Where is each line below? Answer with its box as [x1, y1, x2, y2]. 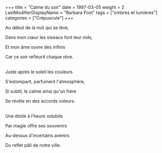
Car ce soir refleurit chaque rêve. [5, 54, 74, 60]
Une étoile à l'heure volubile [5, 113, 63, 119]
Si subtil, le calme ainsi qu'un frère [5, 88, 77, 94]
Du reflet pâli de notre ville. [5, 142, 61, 148]
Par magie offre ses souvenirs [5, 123, 67, 128]
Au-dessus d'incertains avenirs [5, 132, 70, 138]
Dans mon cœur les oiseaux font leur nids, [5, 35, 93, 40]
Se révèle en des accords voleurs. [5, 98, 76, 104]
